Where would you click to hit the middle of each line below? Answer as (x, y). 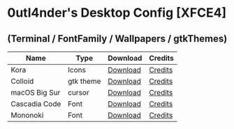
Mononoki (27, 115)
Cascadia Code (36, 104)
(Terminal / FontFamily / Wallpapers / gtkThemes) (117, 39)
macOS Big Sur (36, 92)
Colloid (22, 81)
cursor (78, 92)
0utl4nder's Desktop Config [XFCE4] (117, 13)
